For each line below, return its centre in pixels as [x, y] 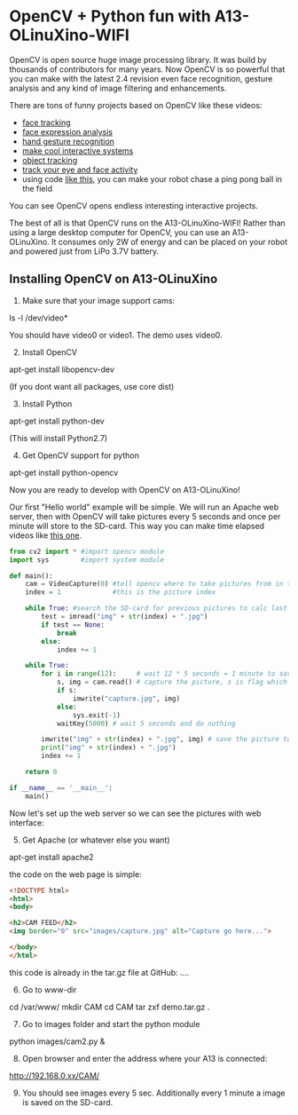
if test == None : [73, 625]
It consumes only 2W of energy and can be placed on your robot [170, 241]
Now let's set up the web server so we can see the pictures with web [135, 813]
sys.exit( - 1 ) [97, 715]
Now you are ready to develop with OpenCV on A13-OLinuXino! [125, 489]
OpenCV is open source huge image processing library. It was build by [138, 59]
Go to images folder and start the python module [111, 1024]
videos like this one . [46, 535]
